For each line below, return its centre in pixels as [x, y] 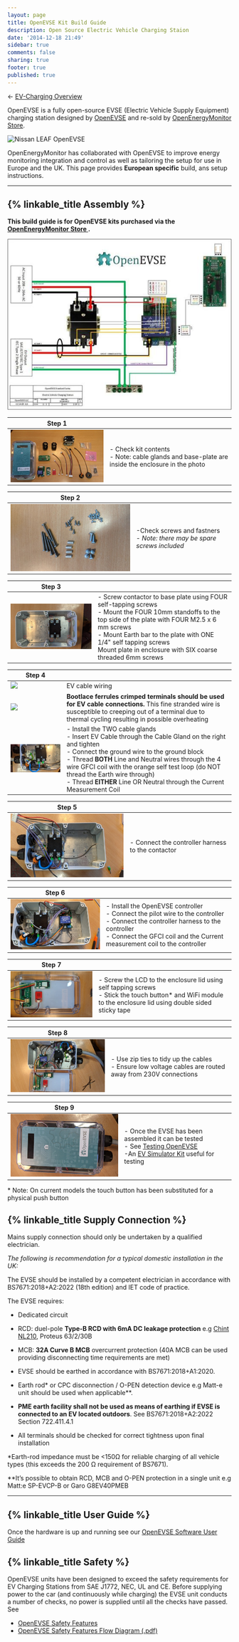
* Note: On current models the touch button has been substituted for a [110, 1190]
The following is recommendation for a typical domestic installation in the [115, 1258]
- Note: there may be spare [176, 538]
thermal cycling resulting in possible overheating [137, 719]
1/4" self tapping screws [134, 642]
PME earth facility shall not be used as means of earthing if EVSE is [119, 1406]
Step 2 [70, 498]
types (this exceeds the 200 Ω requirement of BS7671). [88, 1464]
